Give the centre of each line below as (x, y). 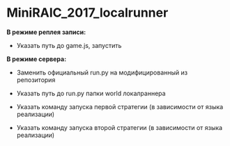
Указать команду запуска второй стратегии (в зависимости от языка (120, 127)
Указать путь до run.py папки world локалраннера (91, 93)
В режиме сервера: (37, 59)
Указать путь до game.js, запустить (69, 45)
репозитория (36, 80)
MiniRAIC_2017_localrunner (87, 13)
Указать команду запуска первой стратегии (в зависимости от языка (120, 106)
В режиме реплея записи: (46, 32)
